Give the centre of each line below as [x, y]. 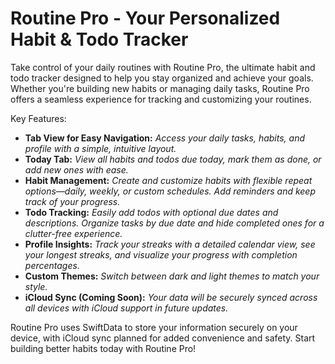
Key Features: [38, 118]
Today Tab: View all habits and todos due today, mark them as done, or [173, 159]
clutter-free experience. [73, 233]
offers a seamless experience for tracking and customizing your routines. [161, 99]
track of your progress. [72, 201]
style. [36, 286]
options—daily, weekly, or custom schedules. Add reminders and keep [170, 191]
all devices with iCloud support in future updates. [126, 308]
